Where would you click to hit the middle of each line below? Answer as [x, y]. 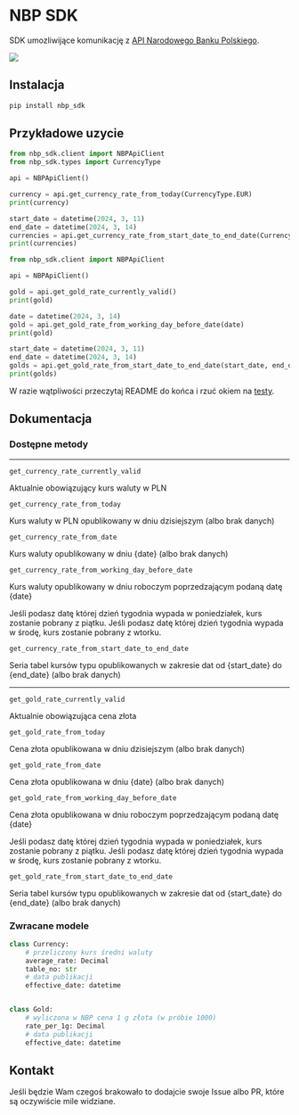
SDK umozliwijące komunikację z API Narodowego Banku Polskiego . [134, 40]
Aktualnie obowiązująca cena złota [73, 715]
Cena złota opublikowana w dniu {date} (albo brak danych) [117, 781]
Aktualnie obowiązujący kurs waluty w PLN [88, 488]
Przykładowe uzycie [67, 133]
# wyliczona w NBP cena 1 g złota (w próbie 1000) [121, 1018]
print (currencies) [43, 244]
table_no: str [51, 969]
